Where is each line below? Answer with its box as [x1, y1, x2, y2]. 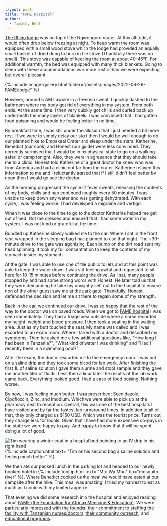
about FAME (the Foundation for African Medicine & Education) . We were [5, 500, 155, 506]
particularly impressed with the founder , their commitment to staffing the [5, 505, 154, 511]
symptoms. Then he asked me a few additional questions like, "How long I [5, 335, 157, 341]
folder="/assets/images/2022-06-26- [68, 82, 146, 88]
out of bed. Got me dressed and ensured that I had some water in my [5, 215, 147, 222]
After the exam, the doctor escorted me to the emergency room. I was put [5, 355, 157, 361]
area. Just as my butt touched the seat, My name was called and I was [5, 324, 150, 330]
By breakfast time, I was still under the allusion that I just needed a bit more [5, 128, 159, 134]
